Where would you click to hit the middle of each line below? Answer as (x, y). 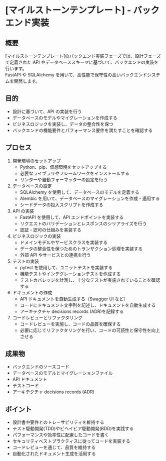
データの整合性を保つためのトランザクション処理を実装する (81, 249)
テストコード (25, 386)
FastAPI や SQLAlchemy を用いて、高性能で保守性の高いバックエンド (76, 75)
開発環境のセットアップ (36, 161)
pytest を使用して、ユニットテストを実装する (66, 267)
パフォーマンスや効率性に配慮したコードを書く (60, 435)
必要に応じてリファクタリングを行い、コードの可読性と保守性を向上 (90, 330)
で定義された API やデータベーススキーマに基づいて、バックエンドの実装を (82, 62)
